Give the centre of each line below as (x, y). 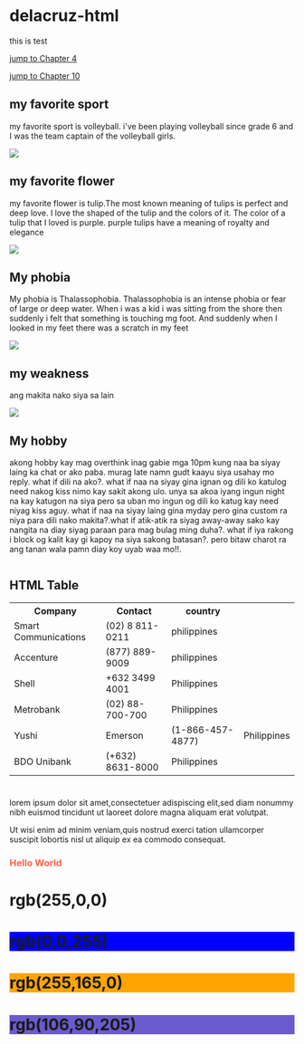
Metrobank (37, 709)
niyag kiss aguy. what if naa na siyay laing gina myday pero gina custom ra (148, 511)
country (203, 610)
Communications (50, 637)
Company (55, 610)
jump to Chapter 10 (45, 76)
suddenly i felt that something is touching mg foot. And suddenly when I (143, 319)
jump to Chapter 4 (43, 58)
